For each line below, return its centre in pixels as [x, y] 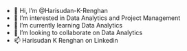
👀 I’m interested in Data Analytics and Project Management [97, 18]
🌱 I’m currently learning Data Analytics [68, 25]
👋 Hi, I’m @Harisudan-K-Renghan [60, 11]
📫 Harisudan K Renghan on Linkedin [66, 40]
